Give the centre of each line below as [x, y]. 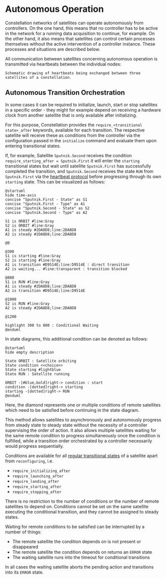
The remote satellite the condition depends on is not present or [77, 541]
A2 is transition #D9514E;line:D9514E [45, 290]
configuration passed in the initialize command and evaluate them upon [81, 140]
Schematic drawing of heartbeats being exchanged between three [73, 73]
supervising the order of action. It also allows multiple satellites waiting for [81, 430]
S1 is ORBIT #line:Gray [30, 221]
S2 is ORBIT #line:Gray [30, 226]
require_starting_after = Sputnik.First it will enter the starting [72, 161]
